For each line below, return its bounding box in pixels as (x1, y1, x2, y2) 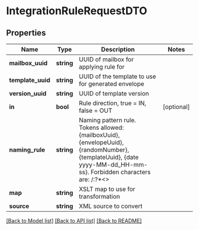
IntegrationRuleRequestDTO (6, 4, 147, 18)
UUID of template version (79, 90, 149, 97)
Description (101, 46, 135, 53)
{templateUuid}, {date (79, 153, 139, 161)
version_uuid (9, 90, 47, 97)
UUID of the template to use (79, 72, 156, 81)
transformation (79, 193, 120, 200)
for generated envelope (79, 80, 145, 88)
